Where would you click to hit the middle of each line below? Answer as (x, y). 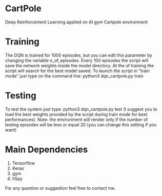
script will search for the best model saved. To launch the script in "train (77, 71)
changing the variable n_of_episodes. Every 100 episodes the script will (77, 60)
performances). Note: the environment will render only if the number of (76, 119)
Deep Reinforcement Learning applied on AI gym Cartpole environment (76, 22)
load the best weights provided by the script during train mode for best (76, 114)
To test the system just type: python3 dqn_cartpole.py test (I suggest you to (81, 109)
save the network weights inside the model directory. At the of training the (80, 65)
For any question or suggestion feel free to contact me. (61, 188)
